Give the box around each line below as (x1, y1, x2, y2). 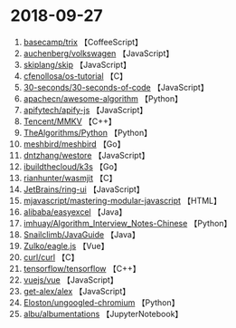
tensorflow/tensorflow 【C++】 (23, 263, 141, 274)
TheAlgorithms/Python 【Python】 (23, 127, 153, 138)
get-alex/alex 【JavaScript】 (23, 285, 131, 296)
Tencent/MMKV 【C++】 (23, 115, 117, 127)
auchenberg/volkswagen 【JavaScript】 (23, 47, 175, 59)
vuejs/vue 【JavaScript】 (23, 274, 118, 285)
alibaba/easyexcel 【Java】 (23, 206, 127, 217)
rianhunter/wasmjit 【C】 (23, 172, 118, 183)
